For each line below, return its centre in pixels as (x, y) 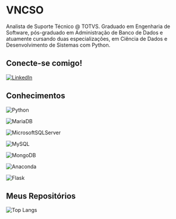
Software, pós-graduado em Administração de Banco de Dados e (85, 32)
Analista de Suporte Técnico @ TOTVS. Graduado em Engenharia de (88, 26)
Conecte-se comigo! (44, 63)
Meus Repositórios (41, 196)
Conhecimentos (36, 96)
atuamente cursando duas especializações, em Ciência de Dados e (87, 39)
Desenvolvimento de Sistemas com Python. (58, 45)
